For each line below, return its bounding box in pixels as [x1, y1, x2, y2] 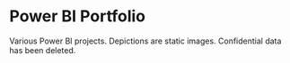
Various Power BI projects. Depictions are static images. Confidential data [9, 35, 282, 46]
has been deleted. [9, 44, 76, 55]
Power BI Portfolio [9, 6, 146, 27]
